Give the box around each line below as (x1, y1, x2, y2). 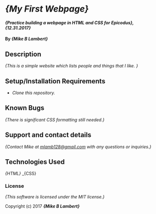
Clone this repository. (12, 90, 55, 96)
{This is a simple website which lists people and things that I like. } (5, 63, 139, 69)
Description (5, 50, 41, 58)
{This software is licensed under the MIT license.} (5, 194, 105, 199)
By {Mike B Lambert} (5, 36, 48, 42)
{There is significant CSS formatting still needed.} (5, 116, 104, 122)
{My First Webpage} (5, 3, 89, 15)
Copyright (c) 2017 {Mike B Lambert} (5, 203, 80, 209)
